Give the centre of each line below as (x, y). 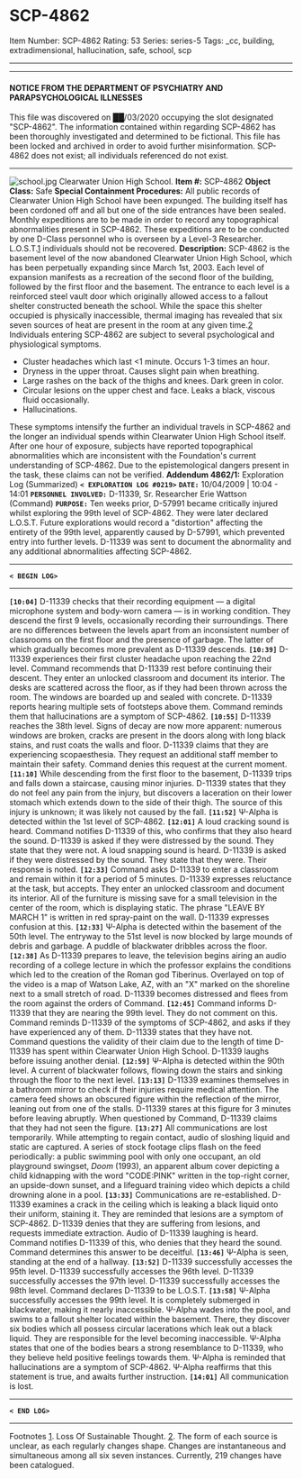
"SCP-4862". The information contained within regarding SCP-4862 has (142, 127)
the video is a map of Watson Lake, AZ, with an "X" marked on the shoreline (150, 984)
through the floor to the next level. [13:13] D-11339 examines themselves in (149, 1080)
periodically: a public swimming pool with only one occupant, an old (135, 1157)
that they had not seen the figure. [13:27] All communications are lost (138, 1128)
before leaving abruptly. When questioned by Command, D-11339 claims (143, 1119)
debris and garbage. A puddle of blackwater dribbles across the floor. (138, 946)
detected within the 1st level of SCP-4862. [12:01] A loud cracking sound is (149, 821)
